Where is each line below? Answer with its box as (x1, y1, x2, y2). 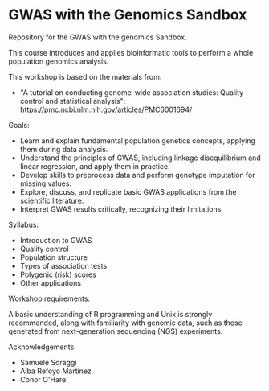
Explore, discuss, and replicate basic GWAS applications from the (19, 187, 237, 196)
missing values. (19, 179, 72, 188)
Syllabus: (8, 220, 39, 229)
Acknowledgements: (8, 342, 76, 352)
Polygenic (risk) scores (19, 270, 96, 279)
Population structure (19, 252, 88, 262)
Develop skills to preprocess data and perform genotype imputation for (19, 170, 255, 179)
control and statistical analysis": (19, 96, 126, 105)
